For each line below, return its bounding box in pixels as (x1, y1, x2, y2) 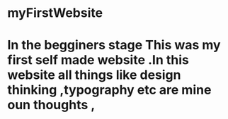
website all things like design (7, 67, 181, 83)
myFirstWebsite (7, 5, 103, 21)
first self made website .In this (7, 52, 190, 68)
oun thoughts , (7, 97, 96, 113)
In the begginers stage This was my (7, 37, 221, 54)
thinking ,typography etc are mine (7, 82, 212, 98)
